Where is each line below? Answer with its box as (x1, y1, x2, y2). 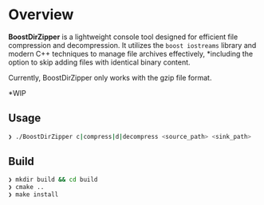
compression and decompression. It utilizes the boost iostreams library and (8, 40, 257, 49)
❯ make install (8, 191, 59, 199)
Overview (8, 6, 74, 24)
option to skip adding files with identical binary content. (8, 57, 191, 67)
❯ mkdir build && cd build (8, 175, 98, 184)
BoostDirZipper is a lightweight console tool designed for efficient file (8, 32, 238, 41)
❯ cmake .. (8, 183, 45, 191)
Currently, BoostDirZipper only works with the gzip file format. (8, 73, 212, 82)
